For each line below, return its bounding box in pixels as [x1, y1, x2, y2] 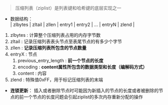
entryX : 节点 [10, 51, 37, 57]
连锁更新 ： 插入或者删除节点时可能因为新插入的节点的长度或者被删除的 [10, 88, 159, 93]
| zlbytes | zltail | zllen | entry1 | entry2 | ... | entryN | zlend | [10, 21, 135, 28]
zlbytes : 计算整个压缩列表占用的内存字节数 [10, 32, 101, 38]
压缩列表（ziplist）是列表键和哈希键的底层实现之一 [15, 5, 122, 11]
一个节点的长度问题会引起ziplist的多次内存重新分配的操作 [23, 94, 144, 100]
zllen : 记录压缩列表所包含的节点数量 [10, 45, 87, 50]
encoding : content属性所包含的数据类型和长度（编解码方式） [17, 64, 148, 70]
